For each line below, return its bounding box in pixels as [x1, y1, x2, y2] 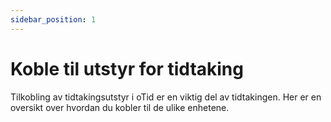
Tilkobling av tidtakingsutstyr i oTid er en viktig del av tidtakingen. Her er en [10, 91, 322, 103]
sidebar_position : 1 [10, 14, 97, 25]
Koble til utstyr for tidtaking [10, 57, 244, 80]
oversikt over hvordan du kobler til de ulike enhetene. [10, 101, 230, 113]
